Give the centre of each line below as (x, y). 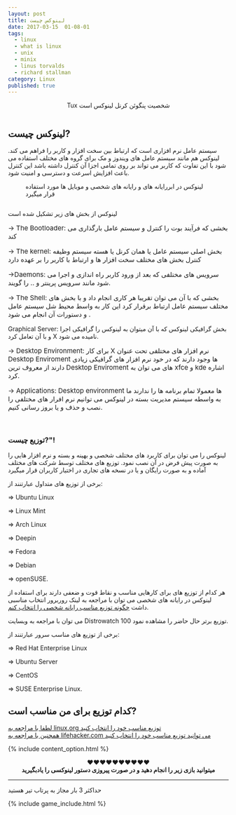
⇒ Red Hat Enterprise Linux (48, 648)
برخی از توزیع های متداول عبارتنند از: (55, 484)
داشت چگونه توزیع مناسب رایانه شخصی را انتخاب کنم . (78, 607)
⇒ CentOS (23, 675)
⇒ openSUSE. (28, 579)
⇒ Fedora (22, 552)
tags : (16, 33)
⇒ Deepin (22, 538)
